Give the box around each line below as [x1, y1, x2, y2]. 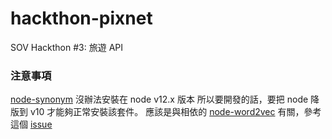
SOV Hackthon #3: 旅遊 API [10, 41, 124, 53]
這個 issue [10, 118, 53, 131]
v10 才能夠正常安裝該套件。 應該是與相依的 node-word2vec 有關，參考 [29, 106, 322, 118]
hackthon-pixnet [10, 7, 153, 30]
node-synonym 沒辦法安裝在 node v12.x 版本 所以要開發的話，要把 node [10, 93, 309, 106]
